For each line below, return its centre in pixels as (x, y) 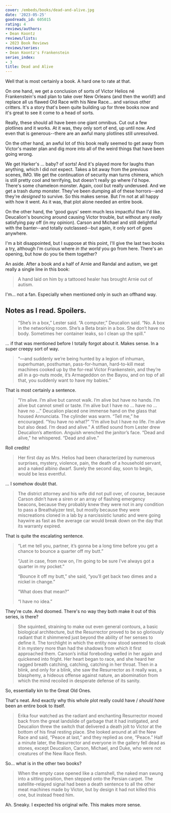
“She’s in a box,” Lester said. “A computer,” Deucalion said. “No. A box (91, 323)
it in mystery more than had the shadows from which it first (79, 648)
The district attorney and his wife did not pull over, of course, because (91, 493)
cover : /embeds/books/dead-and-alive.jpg (50, 10)
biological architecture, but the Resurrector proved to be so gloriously (91, 632)
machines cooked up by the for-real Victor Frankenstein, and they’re (89, 369)
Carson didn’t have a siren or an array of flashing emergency (81, 499)
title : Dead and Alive (29, 67)
